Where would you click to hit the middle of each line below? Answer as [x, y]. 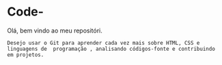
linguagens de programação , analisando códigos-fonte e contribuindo [111, 49]
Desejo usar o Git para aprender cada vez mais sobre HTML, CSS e [103, 43]
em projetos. [26, 55]
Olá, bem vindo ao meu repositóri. [55, 30]
